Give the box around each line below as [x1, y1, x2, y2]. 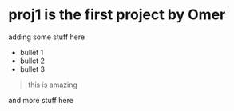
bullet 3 [19, 64, 46, 73]
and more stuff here [8, 95, 74, 105]
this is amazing [27, 80, 78, 89]
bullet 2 [19, 56, 46, 65]
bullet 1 [19, 47, 44, 57]
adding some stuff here [8, 32, 85, 42]
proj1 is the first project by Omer [8, 6, 226, 24]
